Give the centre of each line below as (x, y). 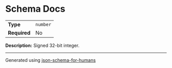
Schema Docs (35, 9)
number (43, 24)
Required (19, 33)
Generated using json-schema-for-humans (51, 60)
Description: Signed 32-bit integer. (42, 45)
